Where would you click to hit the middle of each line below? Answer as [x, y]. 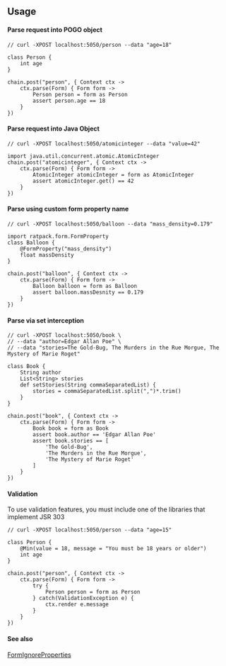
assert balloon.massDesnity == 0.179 [88, 292]
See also [20, 639]
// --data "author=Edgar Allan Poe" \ [64, 342]
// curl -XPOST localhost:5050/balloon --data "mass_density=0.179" [110, 224]
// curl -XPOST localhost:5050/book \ [64, 335]
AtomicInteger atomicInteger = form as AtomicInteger [113, 174]
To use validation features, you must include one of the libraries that [106, 509]
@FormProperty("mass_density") [66, 249]
